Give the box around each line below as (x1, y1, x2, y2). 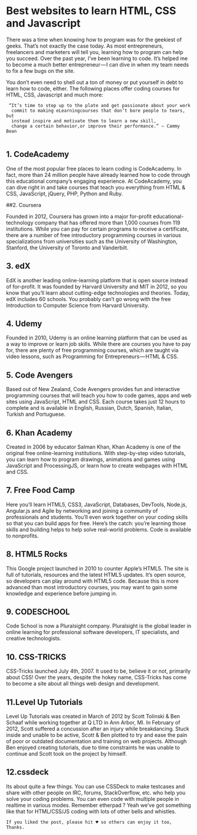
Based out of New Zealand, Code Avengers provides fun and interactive (6, 386, 181, 393)
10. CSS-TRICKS (6, 652, 66, 662)
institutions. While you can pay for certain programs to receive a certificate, (6, 225, 189, 232)
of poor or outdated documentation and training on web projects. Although (6, 738, 187, 745)
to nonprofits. (6, 532, 39, 539)
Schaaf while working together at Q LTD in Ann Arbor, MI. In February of (6, 719, 181, 726)
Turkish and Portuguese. (6, 410, 66, 418)
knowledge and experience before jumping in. (6, 590, 118, 597)
